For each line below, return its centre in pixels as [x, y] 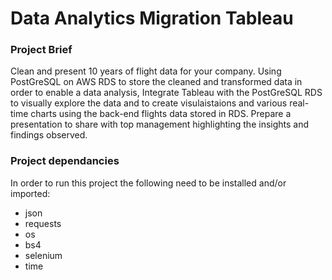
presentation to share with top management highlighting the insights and [160, 124]
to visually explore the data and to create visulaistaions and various [149, 103]
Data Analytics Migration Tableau [152, 18]
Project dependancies [65, 161]
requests [43, 223]
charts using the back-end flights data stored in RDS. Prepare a [161, 114]
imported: [30, 193]
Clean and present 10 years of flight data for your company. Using [146, 71]
